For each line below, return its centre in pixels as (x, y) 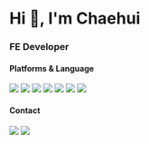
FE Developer (39, 47)
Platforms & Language (52, 68)
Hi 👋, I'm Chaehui (75, 19)
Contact (25, 110)
